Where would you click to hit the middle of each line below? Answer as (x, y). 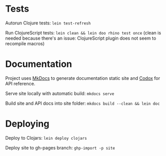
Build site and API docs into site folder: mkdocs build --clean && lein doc (82, 103)
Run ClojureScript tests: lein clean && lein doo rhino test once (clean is (83, 33)
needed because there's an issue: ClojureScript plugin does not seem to (81, 38)
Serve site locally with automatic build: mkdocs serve (60, 93)
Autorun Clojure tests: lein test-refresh (48, 23)
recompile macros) (25, 43)
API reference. (20, 83)
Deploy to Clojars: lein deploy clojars (46, 138)
